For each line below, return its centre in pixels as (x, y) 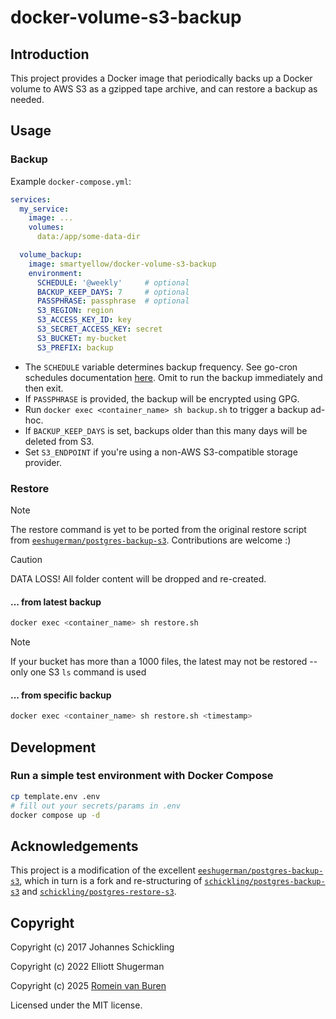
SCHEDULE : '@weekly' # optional (113, 282)
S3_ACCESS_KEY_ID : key (84, 320)
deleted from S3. (59, 441)
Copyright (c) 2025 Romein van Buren (88, 986)
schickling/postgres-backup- (265, 882)
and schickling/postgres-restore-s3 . (99, 892)
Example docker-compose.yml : (71, 181)
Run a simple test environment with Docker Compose (142, 776)
